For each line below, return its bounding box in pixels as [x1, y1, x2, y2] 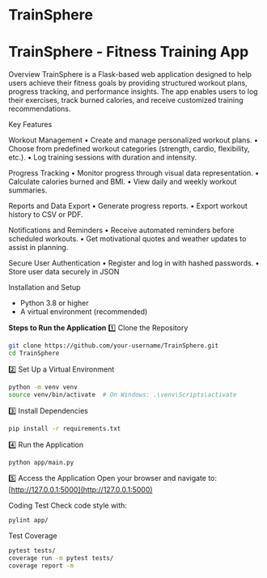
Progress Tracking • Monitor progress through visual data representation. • [8, 168, 260, 178]
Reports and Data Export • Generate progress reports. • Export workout [8, 201, 248, 211]
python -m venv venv [8, 383, 78, 391]
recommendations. [8, 104, 71, 114]
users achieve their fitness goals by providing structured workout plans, [8, 79, 248, 88]
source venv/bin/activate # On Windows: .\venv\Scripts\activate [8, 390, 237, 398]
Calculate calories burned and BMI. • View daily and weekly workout [8, 176, 237, 187]
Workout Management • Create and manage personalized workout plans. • [8, 135, 259, 145]
